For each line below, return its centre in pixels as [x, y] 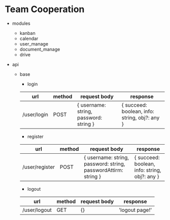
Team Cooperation [45, 9]
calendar [29, 38]
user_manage [34, 43]
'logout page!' [135, 210]
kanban [28, 33]
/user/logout [37, 210]
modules [21, 23]
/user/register [39, 167]
